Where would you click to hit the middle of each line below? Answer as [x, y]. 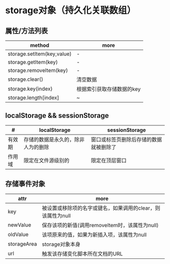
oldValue [18, 234]
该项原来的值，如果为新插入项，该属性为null [94, 235]
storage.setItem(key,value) [40, 54]
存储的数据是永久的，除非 [54, 139]
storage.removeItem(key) [38, 70]
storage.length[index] [34, 98]
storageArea [22, 244]
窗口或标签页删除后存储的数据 [126, 139]
